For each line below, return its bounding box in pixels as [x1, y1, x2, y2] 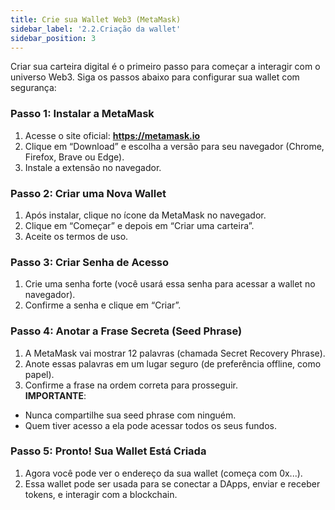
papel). [24, 368, 55, 380]
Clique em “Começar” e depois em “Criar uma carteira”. [24, 219, 255, 231]
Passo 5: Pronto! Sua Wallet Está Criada [10, 444, 207, 458]
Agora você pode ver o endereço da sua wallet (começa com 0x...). [24, 467, 303, 479]
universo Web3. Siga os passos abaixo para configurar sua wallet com [10, 71, 300, 83]
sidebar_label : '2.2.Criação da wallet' [10, 24, 182, 34]
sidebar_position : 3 [10, 33, 97, 43]
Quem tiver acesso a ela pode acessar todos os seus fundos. [24, 419, 278, 431]
